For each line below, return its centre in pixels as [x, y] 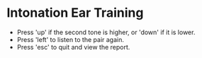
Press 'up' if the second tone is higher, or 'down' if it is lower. [106, 32]
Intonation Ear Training [75, 13]
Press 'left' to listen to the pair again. [71, 39]
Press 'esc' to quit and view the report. [73, 47]
